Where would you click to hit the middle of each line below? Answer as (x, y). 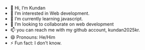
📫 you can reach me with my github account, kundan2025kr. (75, 30)
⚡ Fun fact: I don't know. (36, 43)
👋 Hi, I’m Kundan (28, 8)
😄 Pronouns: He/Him (33, 37)
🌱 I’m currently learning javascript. (47, 19)
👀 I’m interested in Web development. (50, 13)
